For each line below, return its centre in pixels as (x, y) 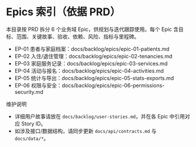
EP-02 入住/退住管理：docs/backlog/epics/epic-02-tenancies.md (93, 56)
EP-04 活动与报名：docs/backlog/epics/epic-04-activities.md (89, 71)
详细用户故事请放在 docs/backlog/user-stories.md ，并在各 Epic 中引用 (100, 116)
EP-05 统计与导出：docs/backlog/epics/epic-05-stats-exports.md (94, 78)
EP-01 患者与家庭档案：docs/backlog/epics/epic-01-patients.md (92, 49)
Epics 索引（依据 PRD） (63, 12)
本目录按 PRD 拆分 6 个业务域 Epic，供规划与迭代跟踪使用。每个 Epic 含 (92, 29)
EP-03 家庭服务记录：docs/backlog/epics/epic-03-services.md (91, 63)
